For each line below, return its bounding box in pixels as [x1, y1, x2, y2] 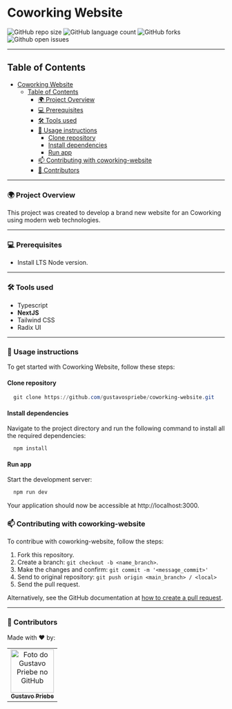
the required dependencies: [7, 432, 86, 440]
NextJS [17, 308, 39, 317]
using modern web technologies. [7, 216, 101, 225]
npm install [13, 445, 48, 452]
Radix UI [17, 323, 41, 331]
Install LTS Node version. [17, 259, 88, 267]
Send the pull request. [17, 580, 81, 588]
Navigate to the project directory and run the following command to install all [7, 424, 225, 432]
